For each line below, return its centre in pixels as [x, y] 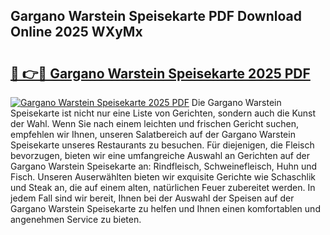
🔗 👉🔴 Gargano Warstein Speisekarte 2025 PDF [160, 73]
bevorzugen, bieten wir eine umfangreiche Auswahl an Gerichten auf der [160, 155]
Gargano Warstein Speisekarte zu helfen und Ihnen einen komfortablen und [165, 208]
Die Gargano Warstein [236, 102]
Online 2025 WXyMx [76, 32]
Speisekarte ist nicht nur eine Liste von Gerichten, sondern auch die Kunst [163, 113]
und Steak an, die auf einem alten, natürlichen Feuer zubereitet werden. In [163, 187]
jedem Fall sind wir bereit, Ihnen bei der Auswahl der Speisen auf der [152, 198]
